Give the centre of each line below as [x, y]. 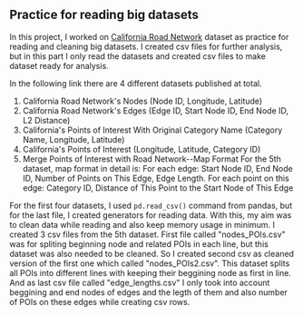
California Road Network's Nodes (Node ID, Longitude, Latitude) [142, 101]
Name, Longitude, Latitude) [73, 139]
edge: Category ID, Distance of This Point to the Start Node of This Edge [158, 188]
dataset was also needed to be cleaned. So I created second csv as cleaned [152, 253]
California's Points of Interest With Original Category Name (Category [152, 130]
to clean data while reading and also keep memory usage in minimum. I [142, 224]
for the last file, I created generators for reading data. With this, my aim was [151, 215]
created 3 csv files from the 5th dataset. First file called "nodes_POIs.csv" [147, 234]
